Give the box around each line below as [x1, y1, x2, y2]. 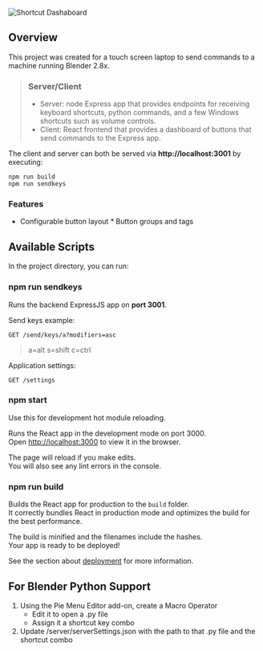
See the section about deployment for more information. [8, 556, 194, 566]
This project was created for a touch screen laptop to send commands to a [8, 52, 255, 62]
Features [8, 199, 44, 210]
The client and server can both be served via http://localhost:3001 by [8, 149, 241, 158]
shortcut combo [19, 635, 74, 645]
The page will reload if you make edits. [8, 452, 136, 462]
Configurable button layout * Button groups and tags [19, 217, 194, 227]
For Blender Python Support [8, 579, 151, 593]
